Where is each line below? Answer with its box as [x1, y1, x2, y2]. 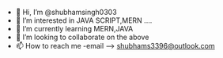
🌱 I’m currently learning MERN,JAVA [15, 24, 134, 33]
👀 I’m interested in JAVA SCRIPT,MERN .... [15, 16, 153, 25]
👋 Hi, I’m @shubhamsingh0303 [15, 8, 117, 16]
